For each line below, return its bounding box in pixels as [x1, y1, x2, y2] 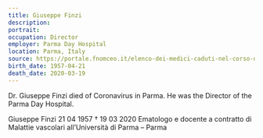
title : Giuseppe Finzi [8, 11, 82, 19]
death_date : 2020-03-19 [8, 69, 86, 77]
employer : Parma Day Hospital [8, 41, 107, 48]
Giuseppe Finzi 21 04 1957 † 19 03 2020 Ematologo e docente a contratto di [8, 114, 252, 123]
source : [8, 55, 34, 63]
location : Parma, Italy [8, 48, 86, 55]
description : [8, 19, 51, 27]
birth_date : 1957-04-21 [8, 62, 86, 70]
